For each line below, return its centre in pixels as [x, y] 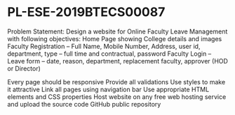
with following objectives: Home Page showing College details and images [115, 38]
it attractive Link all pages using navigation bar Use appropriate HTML [108, 89]
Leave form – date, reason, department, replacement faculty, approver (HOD [117, 61]
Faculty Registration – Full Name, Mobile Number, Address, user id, [104, 46]
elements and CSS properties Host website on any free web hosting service [117, 97]
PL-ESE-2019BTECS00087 [86, 12]
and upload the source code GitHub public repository [84, 104]
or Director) [24, 68]
